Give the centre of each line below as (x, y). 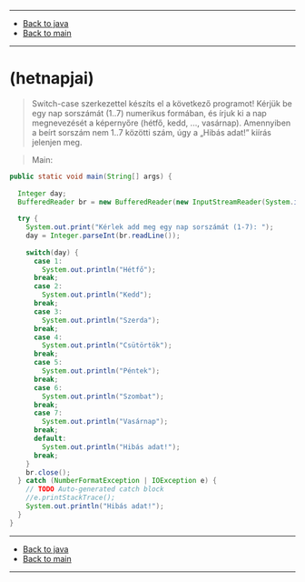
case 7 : (48, 413)
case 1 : (48, 261)
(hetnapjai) (52, 79)
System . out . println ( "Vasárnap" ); (105, 422)
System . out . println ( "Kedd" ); (97, 295)
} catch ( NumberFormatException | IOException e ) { (118, 481)
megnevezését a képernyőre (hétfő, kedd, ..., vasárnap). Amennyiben (161, 123)
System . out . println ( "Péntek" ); (101, 371)
